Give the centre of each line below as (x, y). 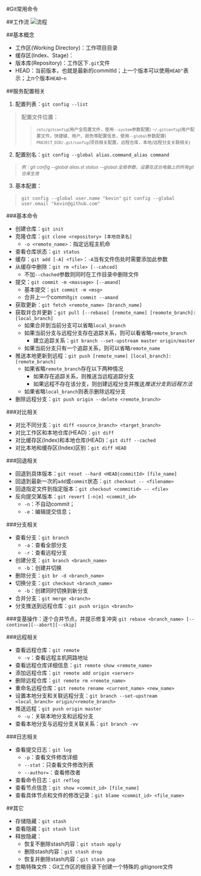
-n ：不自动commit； (49, 504)
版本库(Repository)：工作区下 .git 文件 (62, 63)
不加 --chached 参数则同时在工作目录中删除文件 (81, 274)
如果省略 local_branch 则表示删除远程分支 (75, 391)
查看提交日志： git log (43, 749)
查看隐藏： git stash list (48, 829)
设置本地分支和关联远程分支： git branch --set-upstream (86, 696)
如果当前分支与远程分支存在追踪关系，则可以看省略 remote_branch (105, 333)
